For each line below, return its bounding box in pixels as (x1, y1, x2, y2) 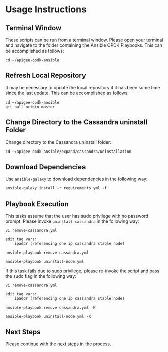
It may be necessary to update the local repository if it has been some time (5, 84, 160, 90)
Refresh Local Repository (5, 71, 87, 80)
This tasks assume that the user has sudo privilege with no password (5, 213, 149, 219)
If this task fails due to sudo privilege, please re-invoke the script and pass (5, 268, 160, 274)
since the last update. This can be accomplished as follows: (5, 90, 129, 96)
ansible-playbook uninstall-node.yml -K (5, 314, 92, 319)
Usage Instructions (5, 4, 87, 15)
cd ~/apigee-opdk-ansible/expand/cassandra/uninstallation (5, 149, 132, 154)
